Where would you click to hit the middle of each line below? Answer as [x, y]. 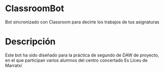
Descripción [30, 42]
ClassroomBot [35, 9]
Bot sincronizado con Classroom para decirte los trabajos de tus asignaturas [82, 22]
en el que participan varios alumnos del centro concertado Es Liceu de [76, 60]
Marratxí [13, 65]
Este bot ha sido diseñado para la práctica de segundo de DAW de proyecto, [82, 55]
